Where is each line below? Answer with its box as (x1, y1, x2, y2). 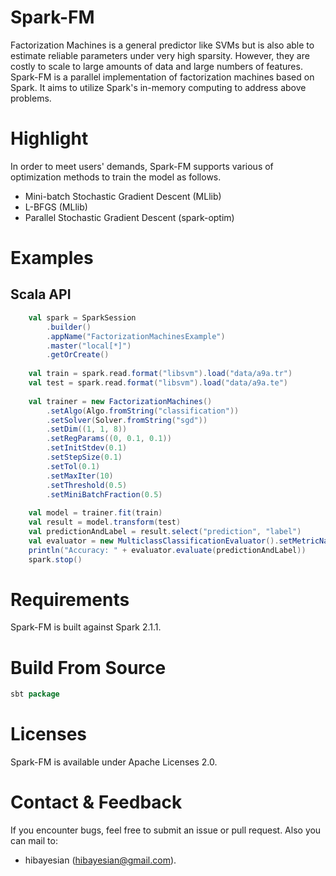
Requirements (10, 588, 130, 611)
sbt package (10, 689, 60, 700)
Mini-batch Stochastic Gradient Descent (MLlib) (24, 190, 222, 202)
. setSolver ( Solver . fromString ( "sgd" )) (46, 415, 208, 425)
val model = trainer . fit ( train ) (28, 508, 163, 518)
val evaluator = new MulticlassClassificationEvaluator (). (28, 536, 280, 546)
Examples (10, 247, 94, 270)
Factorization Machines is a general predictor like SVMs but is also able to (10, 39, 315, 51)
